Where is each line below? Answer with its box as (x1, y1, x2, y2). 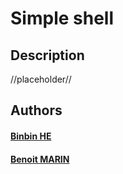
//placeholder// (10, 73, 72, 85)
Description (10, 47, 85, 64)
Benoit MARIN (10, 153, 70, 165)
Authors (10, 102, 63, 119)
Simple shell (10, 7, 114, 30)
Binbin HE (10, 130, 52, 142)
